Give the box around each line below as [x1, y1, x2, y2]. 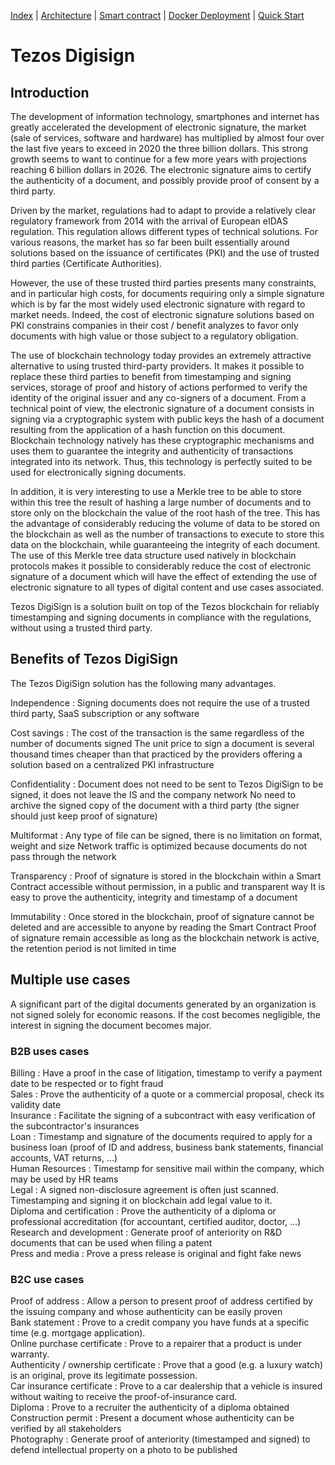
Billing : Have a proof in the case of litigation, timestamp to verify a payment [10, 1066, 323, 1079]
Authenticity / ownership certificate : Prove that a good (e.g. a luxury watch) [10, 1359, 324, 1371]
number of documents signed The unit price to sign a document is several [10, 737, 315, 749]
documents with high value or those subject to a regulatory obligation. [10, 330, 299, 342]
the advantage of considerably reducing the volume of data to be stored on [10, 518, 320, 529]
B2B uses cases [10, 1044, 90, 1058]
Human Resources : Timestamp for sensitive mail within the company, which [10, 1162, 325, 1174]
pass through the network [10, 850, 117, 862]
